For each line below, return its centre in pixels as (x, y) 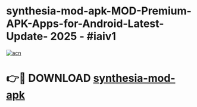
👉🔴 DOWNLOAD (49, 78)
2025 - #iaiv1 (83, 36)
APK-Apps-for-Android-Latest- (85, 24)
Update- (27, 36)
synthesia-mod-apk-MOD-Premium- (99, 11)
